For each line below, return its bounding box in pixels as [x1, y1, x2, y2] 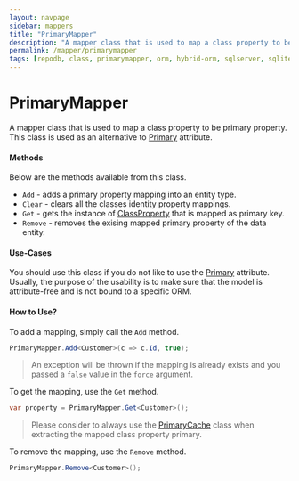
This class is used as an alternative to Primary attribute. [9, 131, 213, 143]
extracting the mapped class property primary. [30, 429, 203, 440]
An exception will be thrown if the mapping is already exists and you [30, 360, 281, 371]
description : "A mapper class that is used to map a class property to [9, 37, 280, 47]
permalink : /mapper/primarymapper [9, 46, 138, 55]
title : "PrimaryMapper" [9, 29, 98, 38]
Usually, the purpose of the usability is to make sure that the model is [9, 277, 263, 288]
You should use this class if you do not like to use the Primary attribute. [9, 267, 270, 278]
